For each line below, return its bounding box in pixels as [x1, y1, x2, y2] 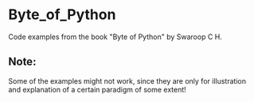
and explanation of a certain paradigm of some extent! [8, 84, 187, 94]
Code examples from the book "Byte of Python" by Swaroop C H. [8, 32, 223, 41]
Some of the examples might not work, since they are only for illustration [8, 76, 247, 85]
